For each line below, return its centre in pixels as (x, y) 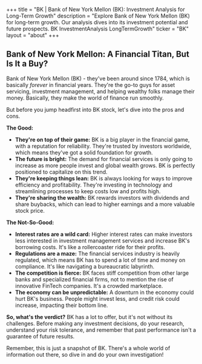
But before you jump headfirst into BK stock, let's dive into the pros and (95, 109)
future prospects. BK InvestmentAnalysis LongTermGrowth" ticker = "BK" (98, 29)
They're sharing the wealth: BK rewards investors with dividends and (102, 197)
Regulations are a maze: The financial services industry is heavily (97, 253)
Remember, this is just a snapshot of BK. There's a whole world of (88, 348)
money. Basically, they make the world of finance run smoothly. (85, 98)
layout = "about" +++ (33, 35)
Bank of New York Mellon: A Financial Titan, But (98, 54)
